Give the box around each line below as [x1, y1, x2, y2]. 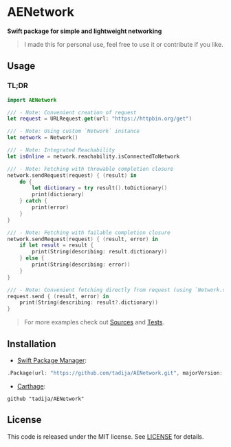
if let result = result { [19, 242, 94, 249]
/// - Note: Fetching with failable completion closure [7, 229, 170, 236]
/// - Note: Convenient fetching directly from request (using [7, 287, 192, 293]
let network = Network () [7, 134, 78, 141]
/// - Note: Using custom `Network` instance [7, 128, 140, 135]
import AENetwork [7, 96, 57, 103]
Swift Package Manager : [16, 356, 87, 364]
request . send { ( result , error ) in [7, 293, 109, 300]
